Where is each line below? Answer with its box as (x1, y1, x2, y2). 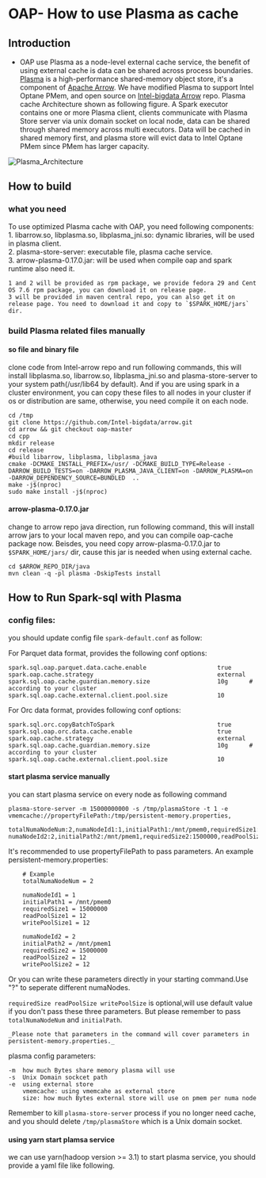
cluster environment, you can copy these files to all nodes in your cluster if (8, 388, 252, 397)
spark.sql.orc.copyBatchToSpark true (8, 721, 232, 729)
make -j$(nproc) (8, 480, 62, 488)
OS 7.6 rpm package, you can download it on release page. (8, 286, 207, 294)
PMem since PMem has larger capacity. (19, 142, 150, 151)
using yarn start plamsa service (8, 1134, 115, 1144)
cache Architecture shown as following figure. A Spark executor (19, 100, 229, 109)
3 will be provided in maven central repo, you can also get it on (8, 293, 236, 301)
